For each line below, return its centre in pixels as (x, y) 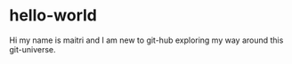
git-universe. (32, 49)
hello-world (53, 16)
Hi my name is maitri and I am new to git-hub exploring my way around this (146, 40)
